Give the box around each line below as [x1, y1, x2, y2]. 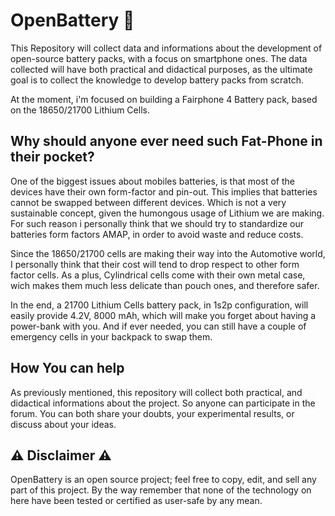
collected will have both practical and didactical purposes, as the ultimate [10, 63, 313, 75]
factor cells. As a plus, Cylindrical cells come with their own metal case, [10, 269, 306, 281]
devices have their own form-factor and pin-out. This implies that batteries [10, 185, 318, 198]
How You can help [10, 360, 125, 377]
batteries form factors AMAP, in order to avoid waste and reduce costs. [10, 228, 304, 240]
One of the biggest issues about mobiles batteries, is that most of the [10, 175, 295, 187]
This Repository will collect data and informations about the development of [10, 42, 323, 54]
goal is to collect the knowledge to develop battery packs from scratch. [10, 74, 304, 86]
